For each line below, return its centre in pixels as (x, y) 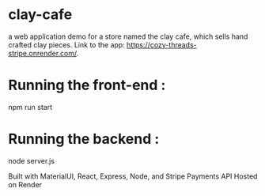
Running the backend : (84, 139)
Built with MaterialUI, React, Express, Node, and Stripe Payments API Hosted (133, 176)
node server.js (32, 160)
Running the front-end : (87, 85)
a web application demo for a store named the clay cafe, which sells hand (128, 36)
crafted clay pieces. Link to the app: (66, 44)
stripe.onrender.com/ (42, 53)
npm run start (30, 107)
